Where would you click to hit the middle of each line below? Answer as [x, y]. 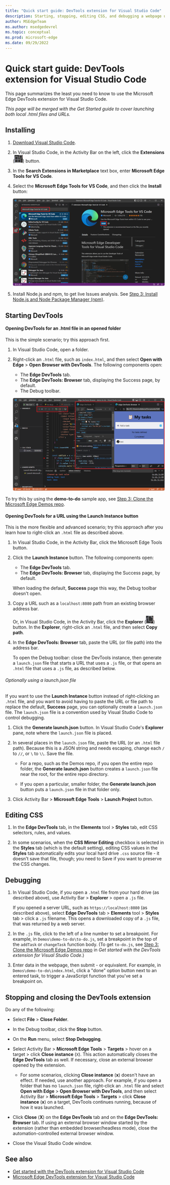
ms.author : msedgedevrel [31, 27]
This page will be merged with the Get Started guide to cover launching [80, 109]
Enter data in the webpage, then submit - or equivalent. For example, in [87, 965]
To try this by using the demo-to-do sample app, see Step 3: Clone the [79, 499]
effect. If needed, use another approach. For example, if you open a [91, 1080]
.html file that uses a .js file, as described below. [64, 669]
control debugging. [25, 718]
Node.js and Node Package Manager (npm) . [58, 299]
